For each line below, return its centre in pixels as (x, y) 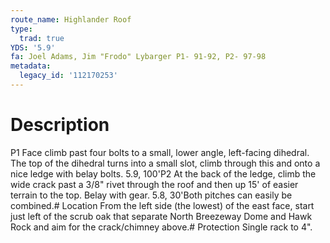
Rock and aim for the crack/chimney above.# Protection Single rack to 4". (161, 227)
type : (21, 29)
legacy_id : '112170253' (68, 76)
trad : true (42, 38)
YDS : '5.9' (33, 47)
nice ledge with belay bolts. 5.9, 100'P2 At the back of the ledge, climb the (163, 173)
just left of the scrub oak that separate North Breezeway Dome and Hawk (161, 216)
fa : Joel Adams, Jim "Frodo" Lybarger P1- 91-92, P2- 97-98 (138, 57)
